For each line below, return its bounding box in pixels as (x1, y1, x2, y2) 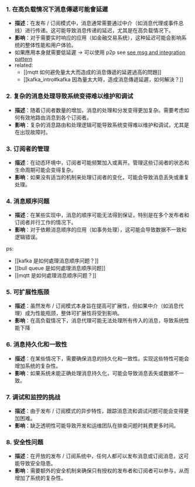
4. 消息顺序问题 (6, 197, 50, 205)
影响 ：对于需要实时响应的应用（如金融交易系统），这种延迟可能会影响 (14, 34, 182, 42)
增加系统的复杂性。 (14, 362, 61, 369)
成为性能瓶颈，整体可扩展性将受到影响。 (25, 309, 123, 317)
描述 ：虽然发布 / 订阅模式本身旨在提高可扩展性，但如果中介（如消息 (14, 302, 179, 309)
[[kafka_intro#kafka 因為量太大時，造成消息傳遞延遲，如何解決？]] (23, 76, 183, 83)
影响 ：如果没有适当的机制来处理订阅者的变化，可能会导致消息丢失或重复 (14, 173, 189, 181)
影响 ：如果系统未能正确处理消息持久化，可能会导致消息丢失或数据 (14, 369, 174, 376)
